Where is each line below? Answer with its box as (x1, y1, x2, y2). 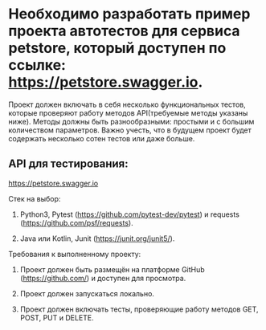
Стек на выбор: (8, 194, 61, 203)
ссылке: (8, 56, 67, 75)
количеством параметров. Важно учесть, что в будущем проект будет (8, 125, 252, 135)
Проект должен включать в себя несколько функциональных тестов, (8, 100, 247, 109)
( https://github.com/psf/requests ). (19, 218, 134, 227)
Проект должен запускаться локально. (19, 288, 155, 298)
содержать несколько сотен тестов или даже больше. (8, 133, 195, 143)
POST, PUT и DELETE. (19, 312, 94, 322)
